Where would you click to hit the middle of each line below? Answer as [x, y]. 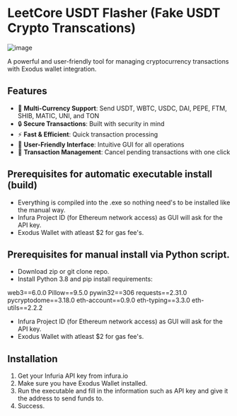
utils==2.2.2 [25, 308]
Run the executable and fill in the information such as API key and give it [123, 391]
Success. [31, 406]
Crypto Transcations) [72, 28]
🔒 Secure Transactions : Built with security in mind [91, 123]
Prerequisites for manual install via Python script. [118, 254]
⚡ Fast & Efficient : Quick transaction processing [88, 134]
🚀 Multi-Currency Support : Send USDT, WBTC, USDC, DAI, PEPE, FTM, [122, 108]
